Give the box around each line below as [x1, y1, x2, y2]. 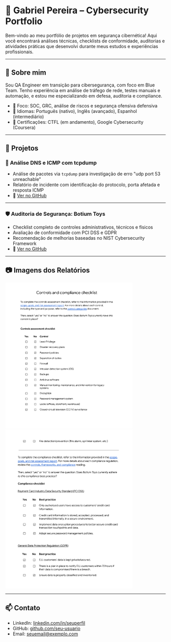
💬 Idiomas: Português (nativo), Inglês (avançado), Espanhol [12, 108, 137, 114]
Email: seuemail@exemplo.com [12, 631, 78, 637]
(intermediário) [12, 113, 44, 120]
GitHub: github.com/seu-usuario [12, 625, 80, 631]
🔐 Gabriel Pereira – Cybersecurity [5, 5, 149, 16]
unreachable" [12, 176, 42, 182]
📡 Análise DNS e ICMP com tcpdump [5, 159, 97, 167]
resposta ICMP [12, 187, 44, 193]
